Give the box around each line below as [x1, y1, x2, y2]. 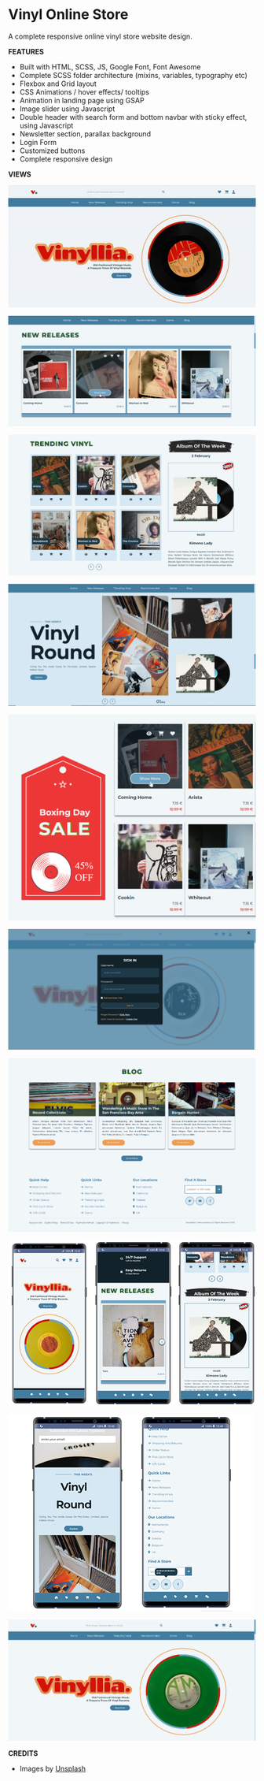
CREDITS [8, 1749, 38, 1758]
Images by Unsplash [19, 1764, 86, 1774]
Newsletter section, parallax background [19, 128, 152, 139]
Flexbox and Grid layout [19, 79, 97, 88]
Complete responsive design [19, 154, 113, 163]
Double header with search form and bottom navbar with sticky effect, [19, 112, 247, 121]
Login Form [19, 137, 57, 147]
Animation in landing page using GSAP [19, 95, 145, 105]
